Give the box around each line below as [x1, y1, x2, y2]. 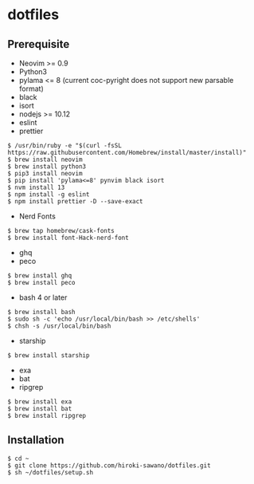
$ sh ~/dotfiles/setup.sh [7, 468, 93, 476]
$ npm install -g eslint [7, 191, 90, 199]
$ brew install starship [7, 352, 90, 360]
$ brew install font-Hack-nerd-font [7, 234, 129, 242]
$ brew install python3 [7, 163, 87, 171]
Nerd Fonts [18, 211, 57, 221]
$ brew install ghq [7, 272, 72, 280]
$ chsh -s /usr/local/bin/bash [7, 322, 111, 330]
